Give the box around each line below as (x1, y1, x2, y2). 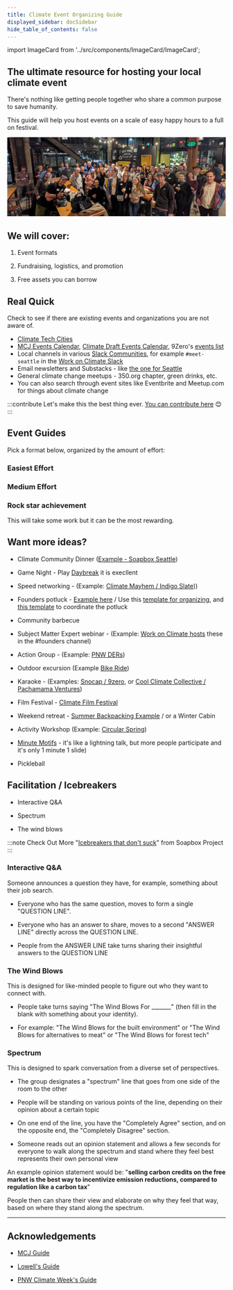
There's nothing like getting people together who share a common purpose (7, 95, 222, 104)
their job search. (7, 886, 54, 894)
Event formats (17, 249, 58, 257)
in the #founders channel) (17, 636, 92, 645)
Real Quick (7, 295, 55, 307)
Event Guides (7, 427, 67, 439)
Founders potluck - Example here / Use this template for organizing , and (17, 595, 224, 604)
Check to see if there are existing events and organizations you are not (7, 313, 209, 322)
